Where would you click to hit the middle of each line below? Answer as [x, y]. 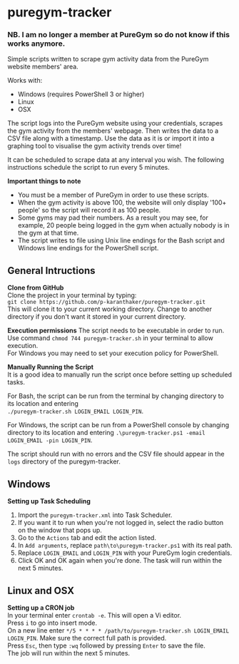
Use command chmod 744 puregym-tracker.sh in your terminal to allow [111, 338]
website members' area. [43, 67]
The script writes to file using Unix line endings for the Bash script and [121, 240]
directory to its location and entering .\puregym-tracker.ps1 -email [106, 433]
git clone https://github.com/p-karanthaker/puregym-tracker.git [106, 302]
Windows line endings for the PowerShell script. [88, 248]
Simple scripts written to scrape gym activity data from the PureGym [108, 59]
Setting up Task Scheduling [49, 501]
